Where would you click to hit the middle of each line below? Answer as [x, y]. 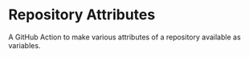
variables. [24, 45]
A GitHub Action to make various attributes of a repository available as [124, 37]
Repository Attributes [82, 15]
